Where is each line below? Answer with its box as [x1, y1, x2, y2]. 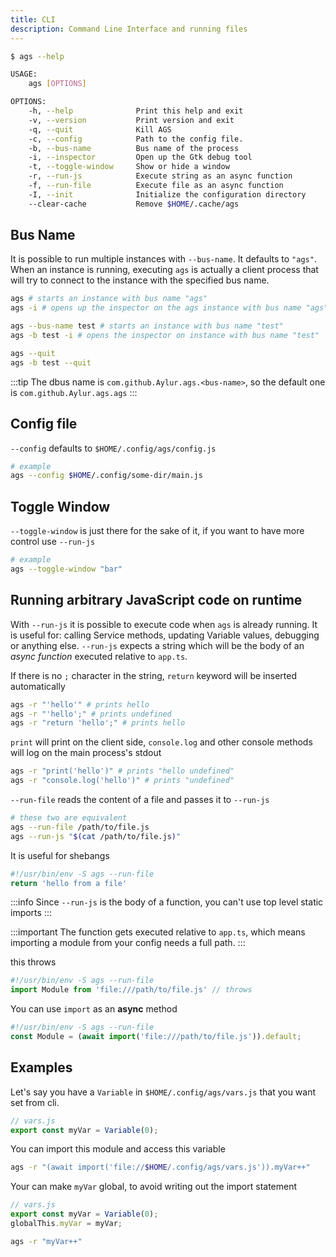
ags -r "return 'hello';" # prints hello [10, 718, 186, 728]
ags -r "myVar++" [10, 1236, 83, 1246]
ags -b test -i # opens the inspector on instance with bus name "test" [10, 331, 320, 341]
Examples [10, 1059, 73, 1076]
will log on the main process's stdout [10, 747, 162, 759]
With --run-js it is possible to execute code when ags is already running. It [10, 618, 318, 630]
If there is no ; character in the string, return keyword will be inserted [10, 669, 297, 681]
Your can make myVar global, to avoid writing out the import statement [10, 1181, 298, 1193]
